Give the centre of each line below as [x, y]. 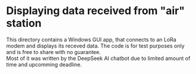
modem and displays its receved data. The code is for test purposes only [96, 46]
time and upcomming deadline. [44, 64]
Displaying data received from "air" [96, 11]
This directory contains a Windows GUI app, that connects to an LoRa [91, 39]
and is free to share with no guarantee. [53, 52]
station [24, 23]
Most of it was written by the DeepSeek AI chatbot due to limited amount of [98, 58]
